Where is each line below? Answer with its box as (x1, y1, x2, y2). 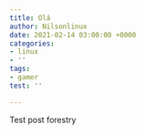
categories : (9, 38, 55, 48)
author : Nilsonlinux (9, 22, 88, 31)
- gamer (9, 73, 39, 82)
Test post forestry (9, 114, 77, 125)
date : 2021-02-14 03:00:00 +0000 (9, 30, 137, 39)
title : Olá (9, 13, 51, 23)
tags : (9, 65, 30, 74)
